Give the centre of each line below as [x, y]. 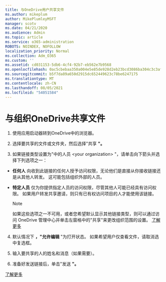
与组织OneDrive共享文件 [55, 118]
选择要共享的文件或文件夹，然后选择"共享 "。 [58, 143]
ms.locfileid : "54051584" [32, 93]
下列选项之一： [32, 160]
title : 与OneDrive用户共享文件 [35, 10]
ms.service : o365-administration [40, 42]
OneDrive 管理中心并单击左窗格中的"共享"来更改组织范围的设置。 [84, 220]
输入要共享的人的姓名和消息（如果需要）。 [55, 253]
